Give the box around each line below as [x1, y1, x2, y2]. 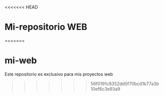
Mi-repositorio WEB [4, 22, 87, 32]
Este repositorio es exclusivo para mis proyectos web [4, 71, 113, 77]
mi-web [4, 55, 37, 66]
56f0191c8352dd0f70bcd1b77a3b [90, 81, 159, 87]
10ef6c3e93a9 [90, 86, 121, 92]
